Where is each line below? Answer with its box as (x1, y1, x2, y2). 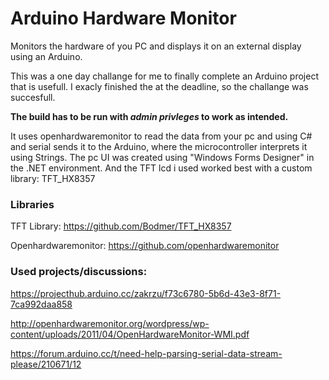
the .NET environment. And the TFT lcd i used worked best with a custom (10, 162, 313, 174)
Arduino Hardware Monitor (10, 7, 237, 30)
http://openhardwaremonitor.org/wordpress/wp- (10, 317, 210, 329)
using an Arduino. (10, 50, 83, 62)
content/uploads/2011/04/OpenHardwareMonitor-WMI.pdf (10, 328, 250, 340)
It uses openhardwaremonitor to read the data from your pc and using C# (10, 130, 313, 142)
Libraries (10, 197, 55, 211)
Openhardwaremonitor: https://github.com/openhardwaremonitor (10, 240, 280, 252)
